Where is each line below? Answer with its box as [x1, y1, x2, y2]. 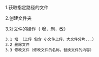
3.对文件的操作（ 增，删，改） [5, 26, 69, 32]
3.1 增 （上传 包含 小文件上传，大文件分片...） [5, 37, 96, 42]
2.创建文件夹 [5, 15, 32, 21]
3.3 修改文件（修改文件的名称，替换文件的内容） [5, 47, 94, 52]
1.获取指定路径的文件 [5, 5, 49, 10]
